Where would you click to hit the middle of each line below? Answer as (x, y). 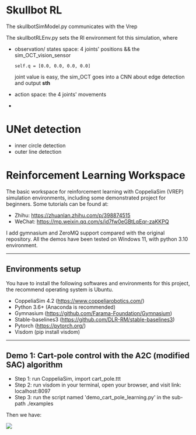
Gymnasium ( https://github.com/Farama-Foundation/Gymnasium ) (93, 313)
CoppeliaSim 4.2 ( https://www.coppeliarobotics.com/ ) (79, 301)
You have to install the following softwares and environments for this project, (98, 283)
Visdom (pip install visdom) (47, 332)
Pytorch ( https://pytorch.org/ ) (50, 326)
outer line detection (38, 151)
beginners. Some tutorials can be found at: (57, 204)
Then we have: (24, 415)
